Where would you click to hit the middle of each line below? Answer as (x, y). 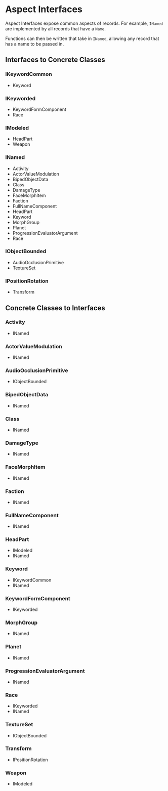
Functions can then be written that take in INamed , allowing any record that (82, 38)
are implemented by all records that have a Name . (56, 28)
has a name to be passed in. (35, 44)
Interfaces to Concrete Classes (55, 60)
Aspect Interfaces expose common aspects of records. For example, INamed (84, 23)
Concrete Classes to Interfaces (55, 308)
